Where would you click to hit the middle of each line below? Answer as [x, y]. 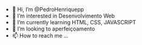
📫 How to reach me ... [40, 36]
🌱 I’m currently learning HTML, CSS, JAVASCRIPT [74, 22]
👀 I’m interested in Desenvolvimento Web [63, 16]
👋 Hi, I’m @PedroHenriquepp [48, 9]
